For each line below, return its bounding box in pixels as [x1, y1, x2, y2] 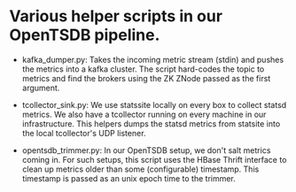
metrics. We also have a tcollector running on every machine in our [21, 109, 267, 119]
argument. [21, 82, 60, 93]
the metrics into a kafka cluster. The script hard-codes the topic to [21, 64, 265, 74]
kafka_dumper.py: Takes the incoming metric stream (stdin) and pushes [21, 54, 284, 65]
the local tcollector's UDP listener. [21, 127, 146, 138]
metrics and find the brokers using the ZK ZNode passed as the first [21, 73, 271, 83]
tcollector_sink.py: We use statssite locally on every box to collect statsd [21, 99, 287, 110]
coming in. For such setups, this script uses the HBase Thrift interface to [21, 154, 287, 165]
